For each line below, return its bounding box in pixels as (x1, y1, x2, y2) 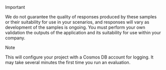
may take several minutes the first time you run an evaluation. (5, 60, 131, 65)
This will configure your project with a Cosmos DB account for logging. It (5, 54, 154, 60)
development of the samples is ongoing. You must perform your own (5, 24, 145, 30)
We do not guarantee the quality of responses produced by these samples (5, 14, 157, 19)
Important (5, 4, 25, 10)
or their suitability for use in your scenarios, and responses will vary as (5, 19, 150, 25)
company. (5, 35, 26, 41)
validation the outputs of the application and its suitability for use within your (5, 30, 161, 35)
